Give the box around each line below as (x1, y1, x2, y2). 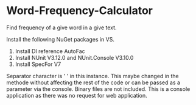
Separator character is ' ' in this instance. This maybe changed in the (6, 72, 179, 79)
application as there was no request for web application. (6, 92, 147, 99)
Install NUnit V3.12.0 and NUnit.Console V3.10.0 (15, 54, 134, 61)
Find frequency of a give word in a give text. (6, 24, 117, 31)
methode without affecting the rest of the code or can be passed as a (6, 79, 181, 86)
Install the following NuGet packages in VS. (6, 35, 114, 43)
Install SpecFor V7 (15, 60, 61, 68)
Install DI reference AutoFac (15, 47, 85, 55)
